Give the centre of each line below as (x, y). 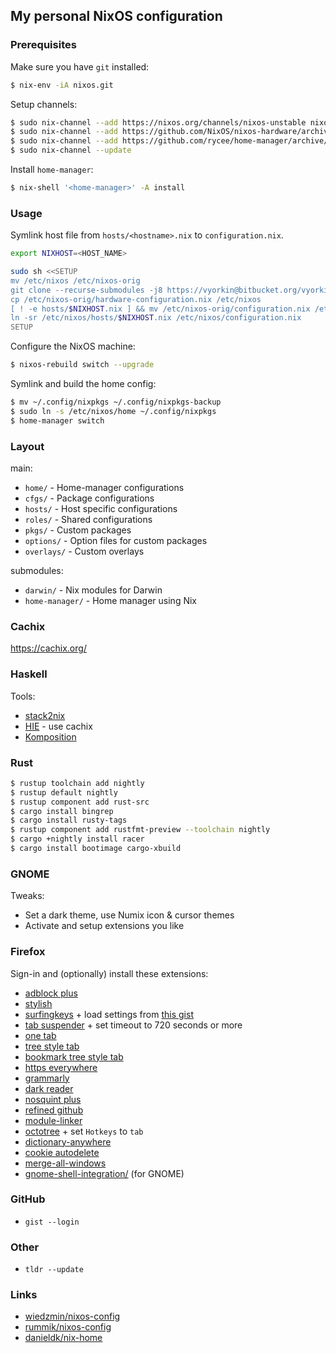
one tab (40, 1035)
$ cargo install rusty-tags (69, 820)
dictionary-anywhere (68, 1141)
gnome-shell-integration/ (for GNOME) (104, 1173)
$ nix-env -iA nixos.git (62, 85)
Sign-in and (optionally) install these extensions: (109, 973)
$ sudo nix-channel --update (71, 150)
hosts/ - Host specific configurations (101, 509)
